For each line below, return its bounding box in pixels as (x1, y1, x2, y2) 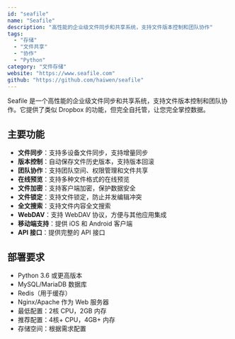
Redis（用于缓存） (17, 289, 72, 297)
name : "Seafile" (7, 17, 55, 24)
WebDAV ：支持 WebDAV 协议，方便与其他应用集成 (17, 211, 167, 219)
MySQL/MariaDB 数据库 (17, 280, 87, 288)
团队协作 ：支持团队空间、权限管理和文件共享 (17, 166, 149, 174)
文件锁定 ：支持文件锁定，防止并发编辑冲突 (17, 193, 142, 201)
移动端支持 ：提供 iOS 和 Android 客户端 (17, 219, 133, 228)
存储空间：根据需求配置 (17, 324, 86, 333)
